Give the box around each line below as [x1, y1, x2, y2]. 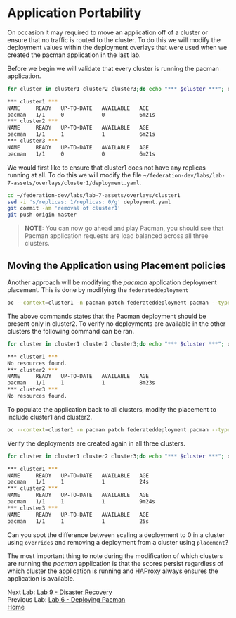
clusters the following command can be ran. [7, 327, 135, 335]
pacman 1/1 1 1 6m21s [7, 131, 156, 138]
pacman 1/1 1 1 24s [7, 479, 150, 486]
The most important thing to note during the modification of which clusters [7, 551, 223, 560]
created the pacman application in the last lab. [7, 51, 142, 59]
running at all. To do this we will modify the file [7, 170, 142, 179]
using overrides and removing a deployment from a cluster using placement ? [7, 538, 229, 546]
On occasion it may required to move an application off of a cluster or [7, 28, 209, 37]
